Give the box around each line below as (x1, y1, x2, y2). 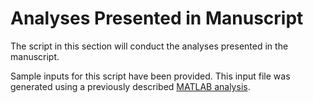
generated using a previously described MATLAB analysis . (10, 80, 251, 92)
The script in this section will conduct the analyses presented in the (10, 40, 289, 52)
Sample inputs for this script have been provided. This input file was (10, 70, 291, 82)
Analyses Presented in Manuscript (10, 7, 304, 30)
